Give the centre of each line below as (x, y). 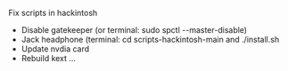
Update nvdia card (55, 49)
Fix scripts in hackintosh (53, 13)
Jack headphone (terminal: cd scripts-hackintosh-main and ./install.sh (150, 39)
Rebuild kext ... (49, 58)
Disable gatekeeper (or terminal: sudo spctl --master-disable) (134, 30)
